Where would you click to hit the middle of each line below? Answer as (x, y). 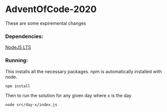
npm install (18, 86)
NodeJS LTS (18, 47)
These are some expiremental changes (46, 23)
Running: (17, 61)
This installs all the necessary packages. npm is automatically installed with (84, 71)
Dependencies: (24, 36)
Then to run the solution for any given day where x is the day (68, 96)
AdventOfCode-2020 (51, 9)
